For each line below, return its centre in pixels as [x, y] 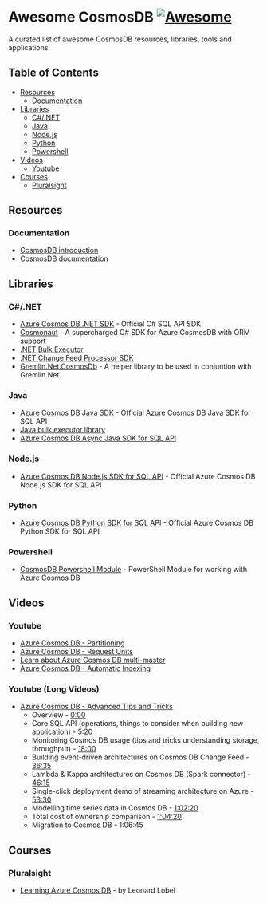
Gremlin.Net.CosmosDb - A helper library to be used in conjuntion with [135, 366]
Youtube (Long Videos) [54, 688]
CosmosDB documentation [64, 258]
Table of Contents [54, 73]
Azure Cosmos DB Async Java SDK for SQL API [98, 438]
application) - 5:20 [62, 732]
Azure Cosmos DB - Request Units [76, 651]
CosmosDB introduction [59, 250]
